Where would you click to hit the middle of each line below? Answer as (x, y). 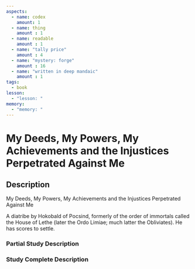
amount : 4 (30, 55)
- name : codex (28, 17)
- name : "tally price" (39, 50)
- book (19, 88)
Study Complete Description (47, 260)
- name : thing (28, 28)
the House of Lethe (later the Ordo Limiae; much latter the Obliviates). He (94, 222)
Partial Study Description (42, 244)
